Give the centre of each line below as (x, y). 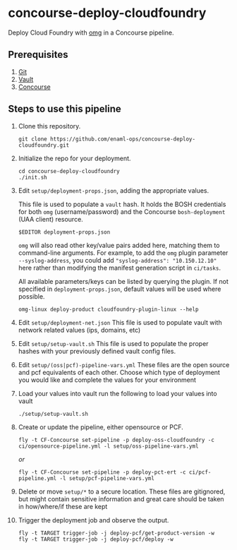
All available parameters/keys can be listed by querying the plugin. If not (123, 281)
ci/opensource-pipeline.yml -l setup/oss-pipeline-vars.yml (108, 446)
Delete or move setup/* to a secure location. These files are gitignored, (122, 491)
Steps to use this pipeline (65, 109)
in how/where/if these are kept (63, 506)
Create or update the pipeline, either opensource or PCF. (101, 427)
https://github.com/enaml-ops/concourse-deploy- (123, 139)
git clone (33, 139)
